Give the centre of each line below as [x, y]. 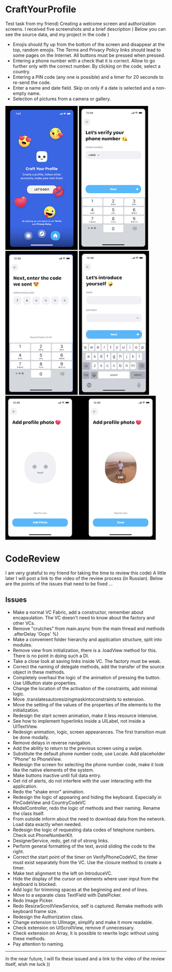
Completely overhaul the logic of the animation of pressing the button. [87, 677]
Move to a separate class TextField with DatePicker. [67, 895]
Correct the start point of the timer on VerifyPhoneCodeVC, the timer [85, 857]
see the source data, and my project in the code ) [57, 34]
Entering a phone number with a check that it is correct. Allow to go [84, 60]
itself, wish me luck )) [28, 964]
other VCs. [24, 623]
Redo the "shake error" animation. [49, 791]
